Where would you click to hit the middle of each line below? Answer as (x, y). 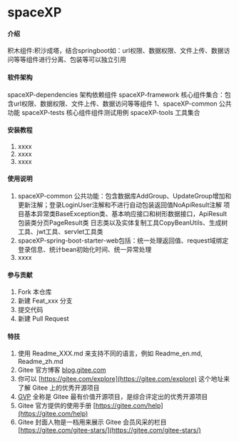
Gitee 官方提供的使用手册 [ (57, 406)
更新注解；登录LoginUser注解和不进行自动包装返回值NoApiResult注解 (120, 205)
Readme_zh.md (41, 362)
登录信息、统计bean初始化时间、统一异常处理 (85, 249)
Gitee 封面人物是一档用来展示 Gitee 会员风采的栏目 (92, 422)
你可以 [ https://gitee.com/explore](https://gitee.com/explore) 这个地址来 (124, 379)
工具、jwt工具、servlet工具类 (60, 232)
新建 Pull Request (43, 319)
